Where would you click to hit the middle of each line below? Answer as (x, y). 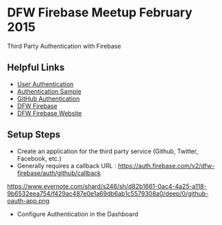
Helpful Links (36, 67)
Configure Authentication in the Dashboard (77, 214)
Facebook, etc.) (39, 158)
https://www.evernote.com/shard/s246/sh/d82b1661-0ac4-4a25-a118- (107, 186)
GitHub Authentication (48, 98)
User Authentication (45, 84)
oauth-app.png (28, 200)
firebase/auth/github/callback (59, 173)
